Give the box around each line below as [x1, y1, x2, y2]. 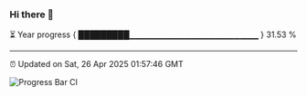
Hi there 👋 [9, 8, 55, 21]
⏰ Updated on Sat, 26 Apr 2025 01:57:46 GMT [9, 59, 185, 70]
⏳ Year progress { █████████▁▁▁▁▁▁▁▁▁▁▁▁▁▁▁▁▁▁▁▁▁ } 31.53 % [9, 29, 297, 40]
